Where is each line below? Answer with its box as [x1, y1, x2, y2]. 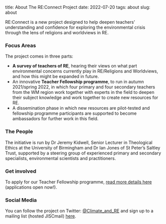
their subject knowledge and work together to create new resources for [12, 94, 159, 101]
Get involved [5, 167, 36, 174]
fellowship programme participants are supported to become [12, 110, 137, 116]
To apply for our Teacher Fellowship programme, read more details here [5, 179, 152, 185]
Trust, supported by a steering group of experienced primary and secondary [5, 150, 162, 156]
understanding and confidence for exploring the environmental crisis [5, 24, 145, 30]
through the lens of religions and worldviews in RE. [5, 30, 109, 35]
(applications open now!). [5, 184, 57, 190]
